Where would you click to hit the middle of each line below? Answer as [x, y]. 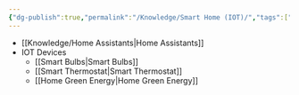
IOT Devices [44, 52]
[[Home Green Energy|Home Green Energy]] [116, 80]
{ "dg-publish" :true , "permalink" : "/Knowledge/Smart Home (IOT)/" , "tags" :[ [149, 17]
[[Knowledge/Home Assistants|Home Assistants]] [112, 43]
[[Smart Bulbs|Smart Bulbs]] [87, 61]
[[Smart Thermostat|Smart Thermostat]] [108, 71]
